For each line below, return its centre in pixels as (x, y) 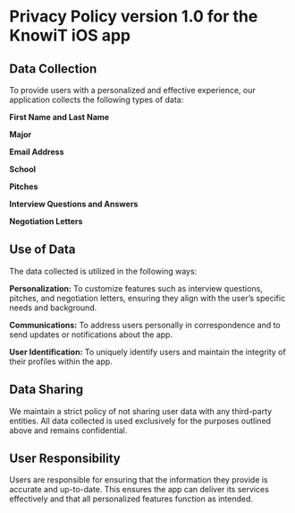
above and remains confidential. (68, 430)
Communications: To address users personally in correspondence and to (145, 325)
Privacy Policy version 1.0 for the (134, 17)
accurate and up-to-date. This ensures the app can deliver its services (139, 490)
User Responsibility (65, 459)
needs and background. (53, 308)
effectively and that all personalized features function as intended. (131, 499)
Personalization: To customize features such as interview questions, (136, 288)
